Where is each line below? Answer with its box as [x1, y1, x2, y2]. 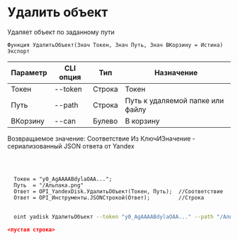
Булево [93, 116, 118, 126]
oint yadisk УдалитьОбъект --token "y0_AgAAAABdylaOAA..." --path [13, 213, 214, 220]
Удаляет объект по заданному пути [7, 28, 115, 36]
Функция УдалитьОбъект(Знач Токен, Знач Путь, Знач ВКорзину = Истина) [7, 41, 223, 48]
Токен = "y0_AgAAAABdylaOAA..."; [13, 175, 113, 182]
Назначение [154, 67, 198, 77]
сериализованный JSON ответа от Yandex [7, 141, 135, 150]
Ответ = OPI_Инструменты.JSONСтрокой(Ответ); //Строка [13, 194, 204, 201]
